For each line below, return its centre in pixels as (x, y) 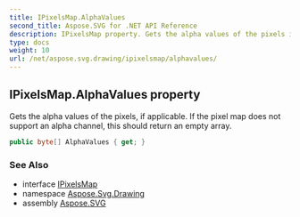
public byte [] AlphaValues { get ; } (77, 142)
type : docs (29, 42)
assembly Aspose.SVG (64, 203)
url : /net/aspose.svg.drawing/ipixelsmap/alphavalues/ (113, 59)
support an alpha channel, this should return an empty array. (121, 125)
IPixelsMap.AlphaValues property (105, 95)
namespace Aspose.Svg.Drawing (83, 193)
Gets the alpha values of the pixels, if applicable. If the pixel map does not (145, 116)
